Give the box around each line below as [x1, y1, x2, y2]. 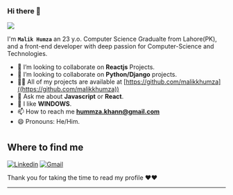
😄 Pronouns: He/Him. [17, 118, 80, 126]
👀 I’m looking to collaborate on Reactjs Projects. [17, 63, 155, 71]
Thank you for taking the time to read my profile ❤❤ [7, 173, 158, 182]
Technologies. [7, 50, 48, 58]
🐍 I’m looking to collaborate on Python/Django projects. [17, 71, 178, 79]
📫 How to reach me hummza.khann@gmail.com [17, 107, 160, 116]
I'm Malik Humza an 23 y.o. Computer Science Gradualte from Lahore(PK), [7, 35, 217, 44]
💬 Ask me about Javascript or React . [17, 93, 124, 101]
